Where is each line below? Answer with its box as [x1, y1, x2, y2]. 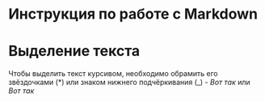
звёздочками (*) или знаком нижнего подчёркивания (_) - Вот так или [8, 78, 250, 87]
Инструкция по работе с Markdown [8, 5, 259, 23]
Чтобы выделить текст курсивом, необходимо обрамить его [8, 69, 218, 79]
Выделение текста [8, 42, 141, 61]
